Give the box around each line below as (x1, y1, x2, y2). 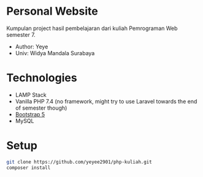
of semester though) (15, 104, 67, 111)
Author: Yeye (15, 43, 48, 50)
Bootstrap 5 (15, 110, 45, 118)
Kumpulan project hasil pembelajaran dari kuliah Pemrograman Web (6, 24, 178, 32)
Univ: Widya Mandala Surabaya (15, 49, 95, 56)
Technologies (6, 71, 78, 85)
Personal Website (6, 4, 98, 18)
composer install (6, 164, 51, 171)
